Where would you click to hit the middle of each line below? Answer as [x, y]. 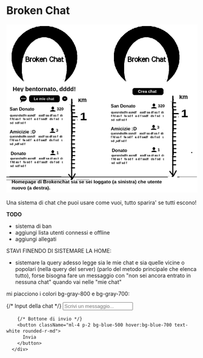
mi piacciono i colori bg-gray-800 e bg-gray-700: [68, 294]
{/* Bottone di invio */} [50, 319]
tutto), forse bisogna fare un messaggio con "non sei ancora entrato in [103, 275]
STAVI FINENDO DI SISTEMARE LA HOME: [59, 250]
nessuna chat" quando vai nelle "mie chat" [68, 282]
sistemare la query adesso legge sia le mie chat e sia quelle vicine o [100, 263]
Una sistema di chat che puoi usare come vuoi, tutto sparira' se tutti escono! [101, 202]
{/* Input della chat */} [34, 306]
